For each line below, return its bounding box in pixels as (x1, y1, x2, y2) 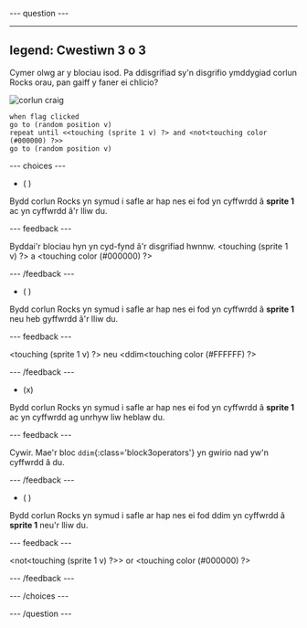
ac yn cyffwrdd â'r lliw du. (9, 205, 108, 216)
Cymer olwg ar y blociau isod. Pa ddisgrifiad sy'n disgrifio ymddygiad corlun (9, 67, 298, 78)
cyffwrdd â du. (9, 456, 66, 467)
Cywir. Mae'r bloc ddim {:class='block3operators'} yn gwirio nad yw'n (9, 447, 270, 458)
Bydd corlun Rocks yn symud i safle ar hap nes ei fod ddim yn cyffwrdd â (9, 509, 286, 520)
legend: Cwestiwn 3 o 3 (9, 43, 146, 59)
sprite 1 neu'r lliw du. (9, 519, 89, 530)
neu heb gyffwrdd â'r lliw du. (9, 313, 119, 324)
